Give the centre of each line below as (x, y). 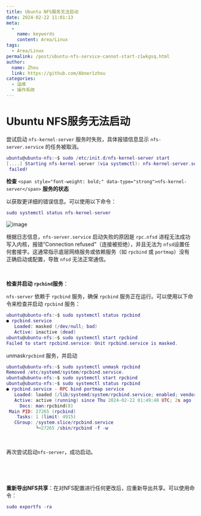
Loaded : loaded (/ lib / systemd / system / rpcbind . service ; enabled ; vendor (105, 394)
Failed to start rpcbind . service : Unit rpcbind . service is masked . (92, 343)
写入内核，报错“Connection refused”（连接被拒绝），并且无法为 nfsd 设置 (95, 244)
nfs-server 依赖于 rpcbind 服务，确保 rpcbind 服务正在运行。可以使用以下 (97, 296)
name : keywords (36, 34)
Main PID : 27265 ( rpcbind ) (42, 412)
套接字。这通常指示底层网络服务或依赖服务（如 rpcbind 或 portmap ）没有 (100, 252)
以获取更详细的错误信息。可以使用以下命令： (61, 202)
